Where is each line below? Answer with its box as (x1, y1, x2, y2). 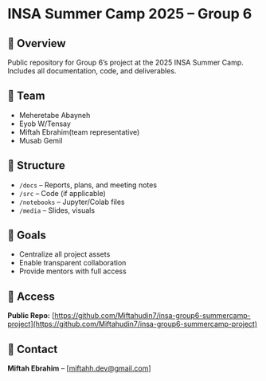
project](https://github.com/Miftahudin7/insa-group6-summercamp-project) (7, 320, 258, 329)
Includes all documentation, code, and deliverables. (7, 66, 177, 76)
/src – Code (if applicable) (18, 188, 107, 198)
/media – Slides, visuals (18, 205, 96, 215)
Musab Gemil (18, 136, 63, 145)
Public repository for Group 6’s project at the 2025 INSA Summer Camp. (7, 57, 244, 67)
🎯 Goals (7, 229, 47, 242)
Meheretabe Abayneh (18, 110, 91, 120)
